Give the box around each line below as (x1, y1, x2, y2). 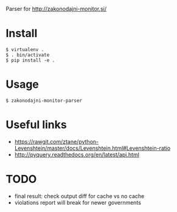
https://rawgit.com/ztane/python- (14, 138, 99, 145)
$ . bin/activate (5, 52, 50, 58)
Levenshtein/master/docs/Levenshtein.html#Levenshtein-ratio (14, 144, 171, 152)
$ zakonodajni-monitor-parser (5, 97, 83, 104)
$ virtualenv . (5, 46, 44, 52)
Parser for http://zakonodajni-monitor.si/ (5, 5, 107, 12)
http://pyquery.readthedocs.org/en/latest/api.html (14, 150, 139, 158)
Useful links (5, 118, 68, 132)
